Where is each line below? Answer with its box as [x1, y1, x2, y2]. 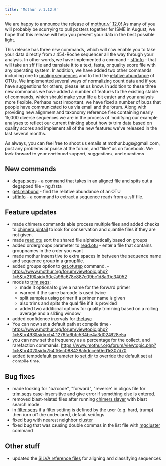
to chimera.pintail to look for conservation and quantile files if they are [12, 226, 156, 233]
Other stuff [5, 442, 40, 451]
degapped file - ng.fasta [12, 183, 62, 189]
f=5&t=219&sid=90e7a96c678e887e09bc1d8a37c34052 [12, 274, 127, 280]
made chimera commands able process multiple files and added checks [12, 221, 160, 227]
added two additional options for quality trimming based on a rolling [19, 306, 158, 311]
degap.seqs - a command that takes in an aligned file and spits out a [12, 178, 153, 184]
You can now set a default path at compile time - [12, 321, 112, 327]
